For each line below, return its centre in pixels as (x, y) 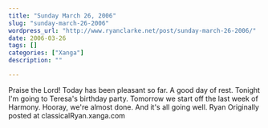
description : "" (35, 61)
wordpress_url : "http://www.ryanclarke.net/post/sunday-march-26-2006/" (132, 30)
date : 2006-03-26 (37, 38)
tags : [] (23, 46)
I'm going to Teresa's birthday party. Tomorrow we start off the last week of (133, 98)
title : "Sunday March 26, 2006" (62, 16)
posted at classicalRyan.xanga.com (67, 115)
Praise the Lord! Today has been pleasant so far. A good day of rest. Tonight (134, 90)
